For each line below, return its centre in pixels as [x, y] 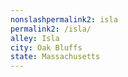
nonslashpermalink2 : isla [64, 19]
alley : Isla [35, 38]
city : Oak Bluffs [46, 47]
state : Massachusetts [55, 57]
